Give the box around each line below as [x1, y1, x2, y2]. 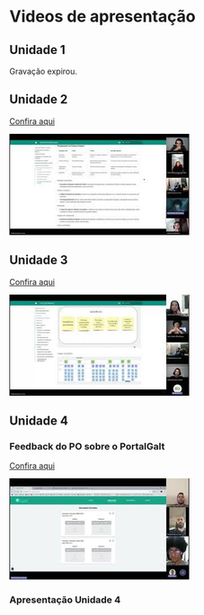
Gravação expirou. [9, 66, 78, 76]
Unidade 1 [9, 42, 66, 58]
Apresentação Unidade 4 [9, 593, 121, 606]
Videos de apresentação [9, 6, 196, 27]
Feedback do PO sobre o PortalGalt [9, 440, 165, 452]
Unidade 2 [9, 92, 68, 107]
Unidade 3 [9, 253, 68, 268]
